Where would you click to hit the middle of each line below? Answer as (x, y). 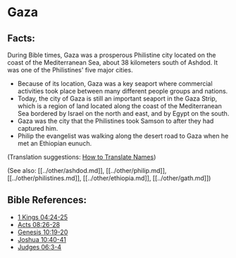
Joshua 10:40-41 (42, 239)
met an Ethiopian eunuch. (55, 143)
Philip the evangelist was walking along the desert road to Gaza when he (123, 136)
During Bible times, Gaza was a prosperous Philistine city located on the (112, 55)
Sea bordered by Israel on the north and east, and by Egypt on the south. (123, 114)
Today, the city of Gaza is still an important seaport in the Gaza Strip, (117, 98)
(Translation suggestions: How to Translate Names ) (82, 157)
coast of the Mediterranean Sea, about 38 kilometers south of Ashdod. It (113, 63)
